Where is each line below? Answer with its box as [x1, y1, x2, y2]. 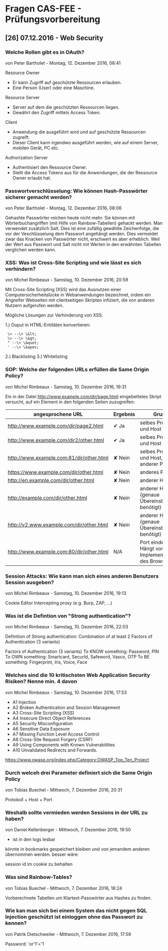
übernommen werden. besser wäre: [5, 851, 79, 857]
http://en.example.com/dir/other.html [7, 477, 94, 484]
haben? [5, 815, 24, 822]
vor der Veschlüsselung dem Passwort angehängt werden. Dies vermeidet [5, 231, 158, 237]
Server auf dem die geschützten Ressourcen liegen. [12, 104, 120, 110]
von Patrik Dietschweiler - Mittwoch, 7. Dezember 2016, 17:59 [5, 931, 131, 937]
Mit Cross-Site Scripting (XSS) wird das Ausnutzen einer [5, 287, 121, 293]
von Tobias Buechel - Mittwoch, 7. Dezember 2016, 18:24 [5, 885, 122, 891]
